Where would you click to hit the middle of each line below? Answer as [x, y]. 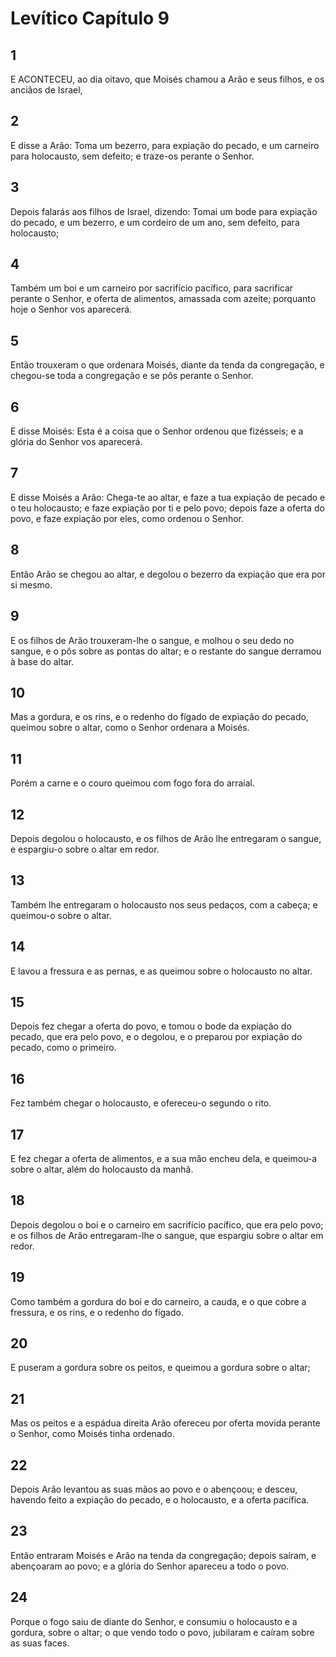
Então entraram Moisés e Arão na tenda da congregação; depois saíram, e [163, 1555]
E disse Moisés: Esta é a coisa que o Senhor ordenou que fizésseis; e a [157, 431]
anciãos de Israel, [46, 90]
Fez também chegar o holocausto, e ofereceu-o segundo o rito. [141, 1103]
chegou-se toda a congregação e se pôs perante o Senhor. [132, 376]
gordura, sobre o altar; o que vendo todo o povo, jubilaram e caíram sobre [162, 1632]
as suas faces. [40, 1643]
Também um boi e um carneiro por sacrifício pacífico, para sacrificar [152, 288]
